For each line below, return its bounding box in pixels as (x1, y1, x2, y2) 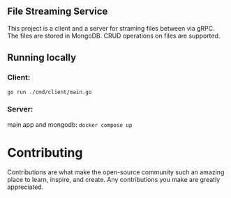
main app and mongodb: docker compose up (7, 120, 133, 128)
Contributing (7, 144, 83, 160)
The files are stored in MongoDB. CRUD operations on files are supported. (7, 31, 221, 40)
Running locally (7, 52, 77, 63)
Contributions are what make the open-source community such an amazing (7, 167, 225, 176)
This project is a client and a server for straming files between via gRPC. (7, 24, 215, 32)
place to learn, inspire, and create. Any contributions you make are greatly (7, 175, 221, 183)
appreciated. (7, 183, 44, 191)
